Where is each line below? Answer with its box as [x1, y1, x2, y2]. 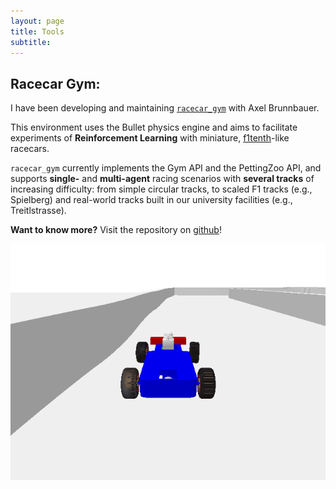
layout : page [10, 16, 65, 26]
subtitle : [10, 37, 52, 47]
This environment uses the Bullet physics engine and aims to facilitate [10, 121, 298, 134]
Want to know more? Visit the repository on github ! [10, 224, 222, 236]
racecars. [10, 143, 50, 155]
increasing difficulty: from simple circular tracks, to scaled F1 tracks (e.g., [10, 183, 313, 195]
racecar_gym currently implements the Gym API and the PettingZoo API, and [10, 162, 322, 174]
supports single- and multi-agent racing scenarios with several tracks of [10, 173, 315, 185]
